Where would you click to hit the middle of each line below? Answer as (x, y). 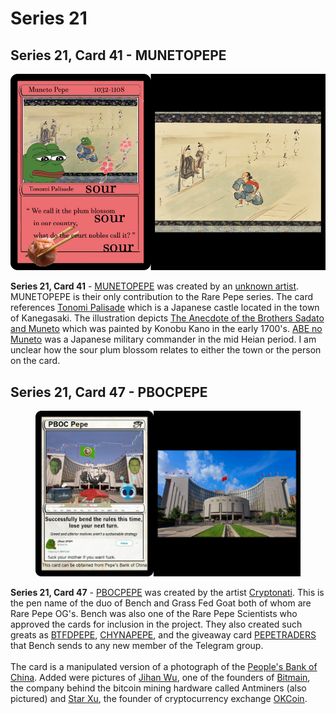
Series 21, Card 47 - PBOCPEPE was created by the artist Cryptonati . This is (167, 592)
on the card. (35, 361)
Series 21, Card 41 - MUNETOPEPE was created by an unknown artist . (155, 286)
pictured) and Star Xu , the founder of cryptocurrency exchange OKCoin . (159, 698)
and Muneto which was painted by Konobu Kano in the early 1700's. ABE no (166, 329)
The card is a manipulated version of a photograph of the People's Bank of (164, 666)
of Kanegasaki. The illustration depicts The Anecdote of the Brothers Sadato (167, 318)
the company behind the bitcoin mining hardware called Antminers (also (158, 688)
